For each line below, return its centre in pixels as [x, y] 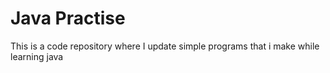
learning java [37, 56]
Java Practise [68, 18]
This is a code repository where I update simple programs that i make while [165, 46]
